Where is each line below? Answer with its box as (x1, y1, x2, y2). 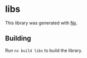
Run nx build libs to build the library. (5, 47, 83, 53)
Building (5, 34, 31, 43)
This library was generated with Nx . (5, 20, 78, 26)
